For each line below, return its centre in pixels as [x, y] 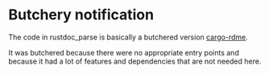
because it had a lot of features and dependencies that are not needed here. [135, 61]
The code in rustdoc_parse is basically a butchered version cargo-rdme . [128, 37]
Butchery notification [81, 15]
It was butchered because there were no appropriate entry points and [124, 52]
